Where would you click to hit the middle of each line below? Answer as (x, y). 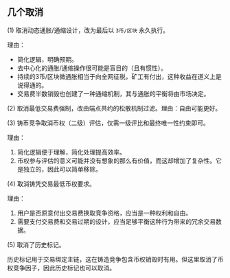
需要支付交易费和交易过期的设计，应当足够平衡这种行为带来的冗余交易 (116, 221)
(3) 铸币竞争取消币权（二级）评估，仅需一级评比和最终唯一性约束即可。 (108, 123)
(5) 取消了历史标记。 (36, 244)
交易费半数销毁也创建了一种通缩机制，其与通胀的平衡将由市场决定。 (113, 93)
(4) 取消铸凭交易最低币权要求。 (51, 183)
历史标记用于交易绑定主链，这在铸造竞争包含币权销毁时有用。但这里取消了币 (115, 259)
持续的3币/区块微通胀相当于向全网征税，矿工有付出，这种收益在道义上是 (119, 76)
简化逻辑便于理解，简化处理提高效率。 (71, 152)
